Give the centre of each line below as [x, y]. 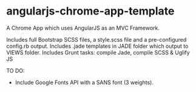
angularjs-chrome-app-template [90, 11]
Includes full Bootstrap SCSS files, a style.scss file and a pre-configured [96, 39]
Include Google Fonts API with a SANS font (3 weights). [84, 82]
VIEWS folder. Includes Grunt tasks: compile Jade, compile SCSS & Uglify [98, 52]
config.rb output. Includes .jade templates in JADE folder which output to [97, 46]
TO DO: [16, 70]
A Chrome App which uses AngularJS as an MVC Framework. [83, 28]
